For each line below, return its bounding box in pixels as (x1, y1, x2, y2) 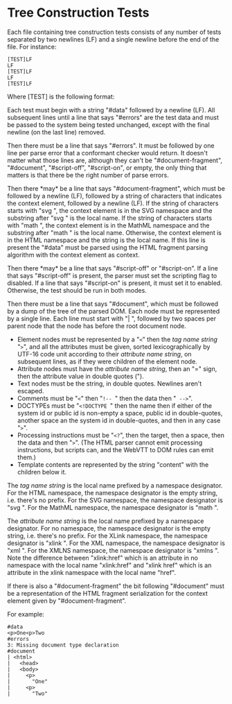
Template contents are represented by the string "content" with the (17, 460, 209, 469)
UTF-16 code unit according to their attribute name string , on (17, 350, 192, 358)
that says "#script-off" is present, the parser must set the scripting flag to (7, 271, 217, 280)
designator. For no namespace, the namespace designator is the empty (7, 524, 211, 532)
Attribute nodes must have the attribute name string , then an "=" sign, (17, 364, 217, 372)
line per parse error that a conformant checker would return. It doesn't (7, 148, 208, 157)
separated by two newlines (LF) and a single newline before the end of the (7, 35, 220, 43)
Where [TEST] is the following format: (7, 92, 115, 101)
